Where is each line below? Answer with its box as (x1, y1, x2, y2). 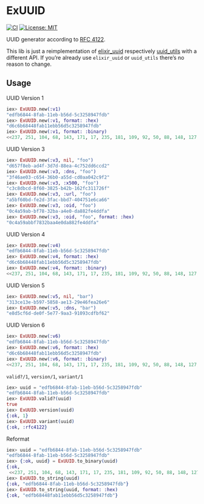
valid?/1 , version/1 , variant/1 (6, 372, 84, 380)
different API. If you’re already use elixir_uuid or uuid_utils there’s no (6, 54, 185, 61)
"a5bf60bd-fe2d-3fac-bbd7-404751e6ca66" (6, 197, 110, 203)
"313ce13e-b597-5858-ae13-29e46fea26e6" (6, 299, 110, 305)
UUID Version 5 (6, 282, 45, 289)
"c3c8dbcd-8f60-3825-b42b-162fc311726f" (6, 185, 110, 192)
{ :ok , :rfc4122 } (6, 424, 47, 430)
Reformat (6, 435, 30, 442)
